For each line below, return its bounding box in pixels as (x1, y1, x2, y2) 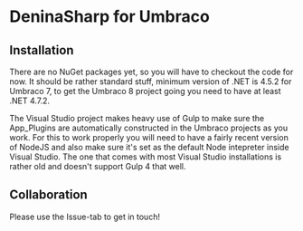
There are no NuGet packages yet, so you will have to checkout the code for (9, 66, 294, 77)
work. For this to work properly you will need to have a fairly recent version (9, 132, 289, 142)
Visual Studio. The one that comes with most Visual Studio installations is (9, 151, 282, 162)
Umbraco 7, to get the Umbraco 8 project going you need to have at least (9, 86, 282, 96)
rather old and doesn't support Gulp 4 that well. (9, 161, 187, 171)
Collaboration (9, 188, 88, 203)
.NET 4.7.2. (9, 95, 51, 106)
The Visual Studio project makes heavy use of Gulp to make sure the (9, 113, 265, 123)
